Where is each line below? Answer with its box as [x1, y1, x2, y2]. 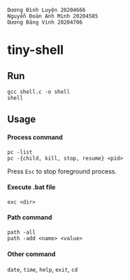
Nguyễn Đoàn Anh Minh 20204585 [7, 13, 99, 20]
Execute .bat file [7, 183, 56, 192]
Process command [7, 133, 63, 141]
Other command [7, 249, 56, 258]
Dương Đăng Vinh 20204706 [7, 19, 82, 26]
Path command [7, 213, 52, 222]
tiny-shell [7, 42, 64, 58]
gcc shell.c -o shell [7, 88, 71, 95]
